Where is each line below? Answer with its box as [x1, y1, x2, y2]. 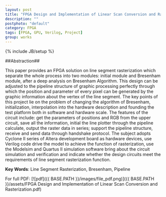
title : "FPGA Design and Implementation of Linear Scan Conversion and [5, 12, 156, 17]
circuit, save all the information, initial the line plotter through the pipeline [5, 119, 154, 126]
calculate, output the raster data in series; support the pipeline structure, [5, 125, 153, 131]
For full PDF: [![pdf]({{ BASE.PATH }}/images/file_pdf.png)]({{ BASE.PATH [5, 176, 155, 182]
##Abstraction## [5, 58, 40, 64]
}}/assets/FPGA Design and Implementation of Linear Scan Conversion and [5, 181, 158, 187]
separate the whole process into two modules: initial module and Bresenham [5, 73, 161, 79]
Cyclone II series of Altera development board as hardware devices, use [5, 135, 152, 141]
